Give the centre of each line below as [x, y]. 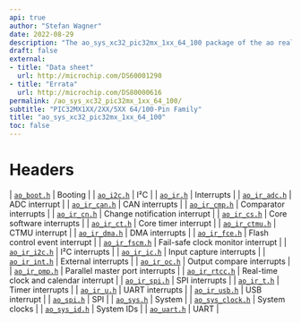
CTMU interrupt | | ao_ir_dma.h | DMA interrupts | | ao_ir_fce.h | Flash [139, 233]
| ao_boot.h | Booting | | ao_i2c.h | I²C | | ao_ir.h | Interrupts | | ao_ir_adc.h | [150, 194]
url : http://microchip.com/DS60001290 [90, 76]
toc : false [30, 126]
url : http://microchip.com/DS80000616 [90, 92]
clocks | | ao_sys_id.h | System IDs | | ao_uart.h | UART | [114, 309]
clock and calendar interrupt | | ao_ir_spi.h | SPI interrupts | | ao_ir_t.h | [144, 280]
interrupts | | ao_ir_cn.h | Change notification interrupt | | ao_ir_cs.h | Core [148, 213]
